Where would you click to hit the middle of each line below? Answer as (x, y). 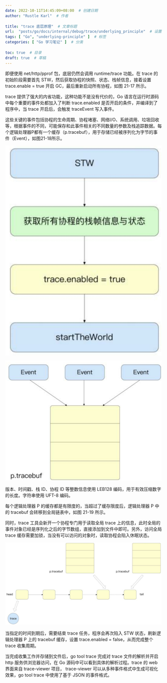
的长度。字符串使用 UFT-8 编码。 (39, 495)
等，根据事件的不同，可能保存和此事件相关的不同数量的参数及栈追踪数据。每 (83, 126)
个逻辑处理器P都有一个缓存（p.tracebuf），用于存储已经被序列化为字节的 (79, 132)
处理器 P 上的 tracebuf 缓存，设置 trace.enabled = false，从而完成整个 (81, 640)
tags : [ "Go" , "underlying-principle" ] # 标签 (56, 37)
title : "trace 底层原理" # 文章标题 (41, 26)
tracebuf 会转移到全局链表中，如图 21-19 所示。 (59, 512)
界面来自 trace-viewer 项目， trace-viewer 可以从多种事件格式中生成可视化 (82, 669)
